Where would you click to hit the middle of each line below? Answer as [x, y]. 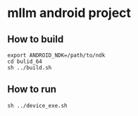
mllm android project [69, 13]
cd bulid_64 [25, 62]
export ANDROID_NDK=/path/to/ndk [56, 55]
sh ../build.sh [30, 68]
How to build [36, 39]
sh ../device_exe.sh [38, 105]
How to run [32, 89]
